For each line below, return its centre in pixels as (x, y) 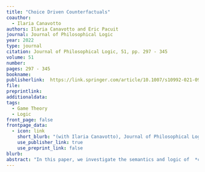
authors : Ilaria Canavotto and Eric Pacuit (63, 29)
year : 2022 (20, 40)
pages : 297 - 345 (28, 69)
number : (16, 63)
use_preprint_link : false (50, 148)
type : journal (24, 46)
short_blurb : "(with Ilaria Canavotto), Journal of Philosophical (103, 137)
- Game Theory (30, 108)
